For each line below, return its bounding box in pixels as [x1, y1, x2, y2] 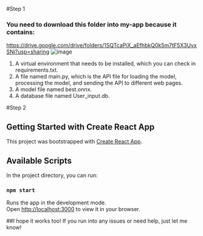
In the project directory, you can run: [6, 172, 98, 179]
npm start [6, 187, 35, 193]
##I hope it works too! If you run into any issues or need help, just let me [6, 217, 188, 224]
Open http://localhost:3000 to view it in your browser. [6, 206, 141, 213]
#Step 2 [6, 104, 26, 111]
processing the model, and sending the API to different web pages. [15, 79, 184, 87]
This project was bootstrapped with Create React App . [6, 138, 143, 145]
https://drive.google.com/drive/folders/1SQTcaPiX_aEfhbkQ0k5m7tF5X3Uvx [6, 42, 197, 49]
